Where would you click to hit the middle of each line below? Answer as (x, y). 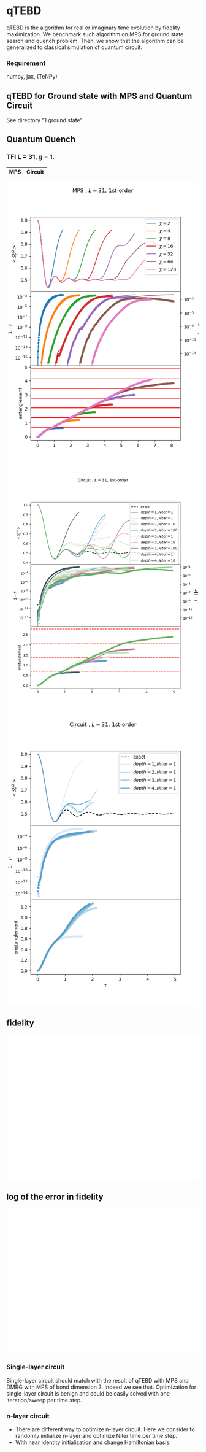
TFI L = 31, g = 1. (31, 157)
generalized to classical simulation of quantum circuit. (74, 47)
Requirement (26, 63)
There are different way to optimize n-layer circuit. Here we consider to (105, 1429)
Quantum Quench (41, 140)
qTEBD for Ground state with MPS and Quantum (99, 96)
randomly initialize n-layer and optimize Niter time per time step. (96, 1435)
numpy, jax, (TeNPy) (32, 77)
